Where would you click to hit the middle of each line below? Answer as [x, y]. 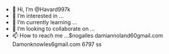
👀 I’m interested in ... [38, 16]
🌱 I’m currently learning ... [45, 22]
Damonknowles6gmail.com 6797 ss [57, 44]
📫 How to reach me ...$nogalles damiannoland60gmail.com [88, 35]
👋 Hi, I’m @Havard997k [41, 9]
